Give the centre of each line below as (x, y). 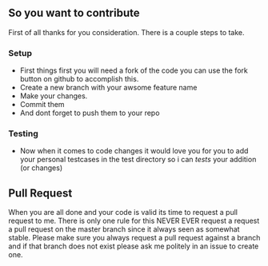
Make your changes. (54, 96)
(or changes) (41, 168)
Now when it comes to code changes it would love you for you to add (134, 151)
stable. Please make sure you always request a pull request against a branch (134, 238)
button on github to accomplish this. (79, 79)
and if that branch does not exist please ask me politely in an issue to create (134, 246)
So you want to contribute (74, 13)
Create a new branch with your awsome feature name (108, 88)
